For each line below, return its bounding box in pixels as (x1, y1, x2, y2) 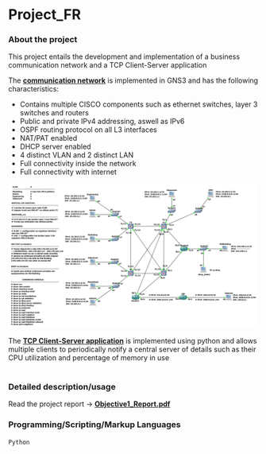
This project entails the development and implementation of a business (8, 52, 241, 61)
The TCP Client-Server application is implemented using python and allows (8, 336, 257, 345)
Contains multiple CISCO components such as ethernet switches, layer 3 (19, 99, 258, 109)
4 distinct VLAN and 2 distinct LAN (19, 150, 133, 160)
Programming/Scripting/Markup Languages (8, 419, 181, 430)
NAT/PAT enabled (19, 134, 78, 143)
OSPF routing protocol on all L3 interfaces (19, 125, 157, 134)
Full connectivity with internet (19, 167, 117, 177)
